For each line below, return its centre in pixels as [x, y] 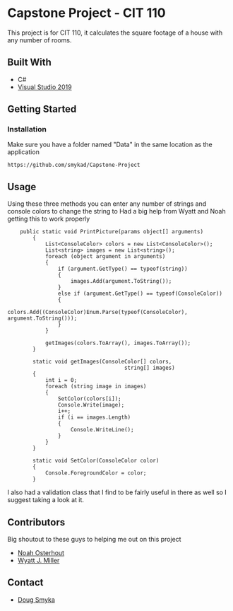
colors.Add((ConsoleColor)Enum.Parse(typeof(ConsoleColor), [98, 313]
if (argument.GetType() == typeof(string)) [123, 269]
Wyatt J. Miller [38, 561]
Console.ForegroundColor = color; [96, 473]
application [24, 152]
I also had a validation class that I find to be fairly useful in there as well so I [117, 492]
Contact [25, 582]
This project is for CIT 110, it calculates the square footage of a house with [115, 33]
